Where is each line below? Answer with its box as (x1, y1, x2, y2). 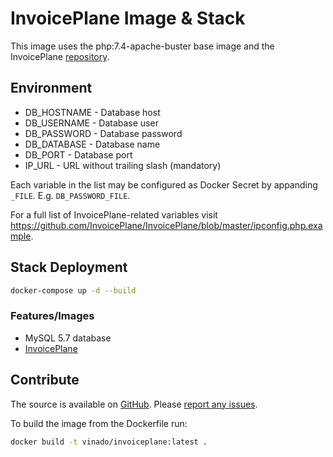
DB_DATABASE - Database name (24, 138, 161, 150)
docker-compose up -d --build (10, 285, 137, 296)
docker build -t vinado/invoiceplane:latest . (10, 437, 208, 447)
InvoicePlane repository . (10, 50, 110, 62)
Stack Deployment (10, 259, 128, 276)
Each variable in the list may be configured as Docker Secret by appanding (10, 178, 318, 191)
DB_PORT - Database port (24, 148, 133, 161)
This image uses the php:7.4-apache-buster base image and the (10, 40, 275, 52)
